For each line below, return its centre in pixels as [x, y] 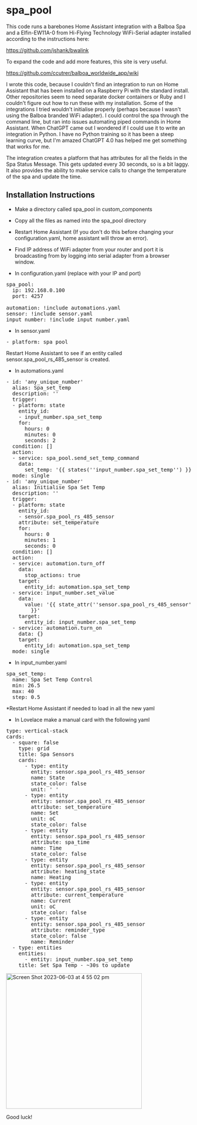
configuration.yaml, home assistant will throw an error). [81, 238]
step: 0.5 [26, 697]
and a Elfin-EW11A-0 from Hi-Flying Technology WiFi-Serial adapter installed [98, 32]
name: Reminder [52, 942]
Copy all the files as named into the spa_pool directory [80, 220]
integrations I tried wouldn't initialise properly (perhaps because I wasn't [94, 109]
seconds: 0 [40, 546]
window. [25, 262]
